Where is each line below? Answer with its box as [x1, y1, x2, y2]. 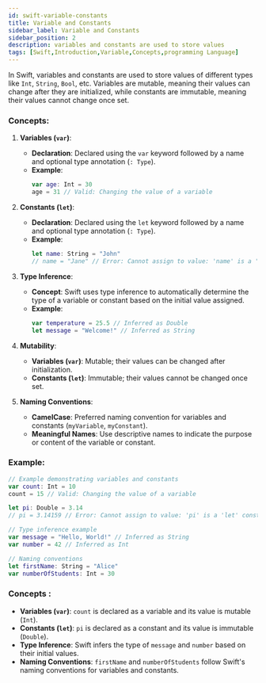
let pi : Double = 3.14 [8, 504, 83, 512]
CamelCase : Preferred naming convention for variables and [31, 412, 227, 422]
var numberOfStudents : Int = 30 [8, 570, 115, 578]
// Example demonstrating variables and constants [8, 475, 179, 483]
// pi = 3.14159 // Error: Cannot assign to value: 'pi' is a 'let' [8, 512, 239, 520]
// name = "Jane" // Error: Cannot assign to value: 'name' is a [31, 257, 252, 265]
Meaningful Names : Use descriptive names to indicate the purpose [31, 429, 253, 438]
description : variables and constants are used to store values [8, 41, 225, 49]
